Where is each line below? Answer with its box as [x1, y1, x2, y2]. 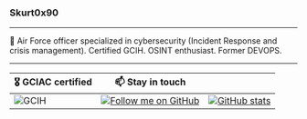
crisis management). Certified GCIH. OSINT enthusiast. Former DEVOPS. [9, 45, 282, 56]
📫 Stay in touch [114, 75, 186, 88]
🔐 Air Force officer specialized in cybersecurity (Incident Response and [9, 35, 278, 46]
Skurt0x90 [9, 6, 59, 19]
